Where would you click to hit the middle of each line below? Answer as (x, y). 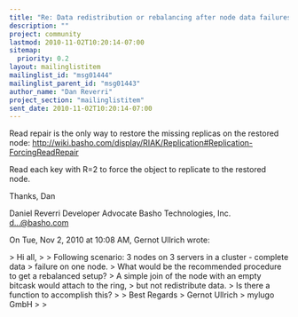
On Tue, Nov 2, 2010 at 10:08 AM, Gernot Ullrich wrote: (110, 240)
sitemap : (25, 51)
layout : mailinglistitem (55, 67)
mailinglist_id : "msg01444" (61, 75)
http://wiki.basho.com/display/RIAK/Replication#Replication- (143, 143)
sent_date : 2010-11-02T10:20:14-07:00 (81, 108)
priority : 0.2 (43, 59)
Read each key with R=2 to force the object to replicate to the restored (138, 170)
